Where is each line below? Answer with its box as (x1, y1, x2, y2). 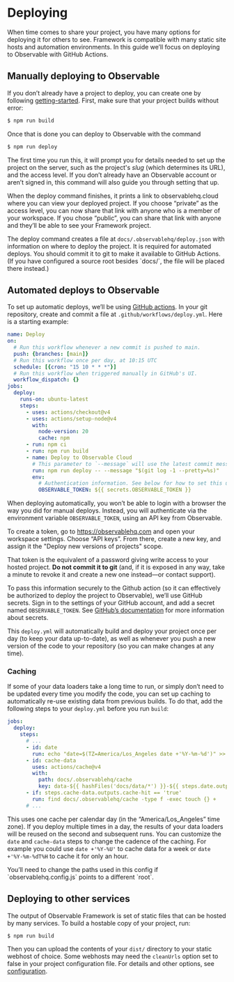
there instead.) (7, 264, 49, 272)
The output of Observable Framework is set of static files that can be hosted (7, 911, 226, 920)
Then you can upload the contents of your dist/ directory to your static (7, 945, 212, 953)
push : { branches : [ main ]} (13, 350, 89, 357)
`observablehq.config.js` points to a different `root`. (7, 873, 155, 881)
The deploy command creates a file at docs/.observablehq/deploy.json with (7, 235, 225, 243)
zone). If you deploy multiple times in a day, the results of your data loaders (7, 822, 224, 830)
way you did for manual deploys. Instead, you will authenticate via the (7, 506, 208, 515)
